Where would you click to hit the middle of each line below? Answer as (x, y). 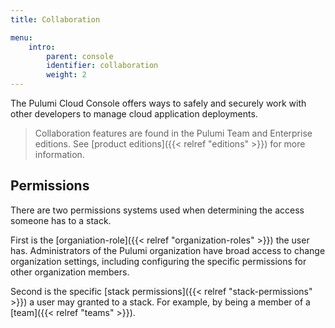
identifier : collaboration (102, 66)
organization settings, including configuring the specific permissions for (158, 261)
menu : (21, 37)
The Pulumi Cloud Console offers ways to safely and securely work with (158, 103)
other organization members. (70, 272)
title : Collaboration (55, 19)
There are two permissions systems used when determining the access (157, 210)
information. (59, 154)
